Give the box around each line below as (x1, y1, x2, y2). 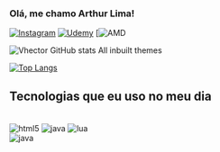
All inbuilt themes (97, 45, 162, 56)
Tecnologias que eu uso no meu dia (9, 88, 212, 103)
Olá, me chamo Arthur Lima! (9, 7, 135, 20)
